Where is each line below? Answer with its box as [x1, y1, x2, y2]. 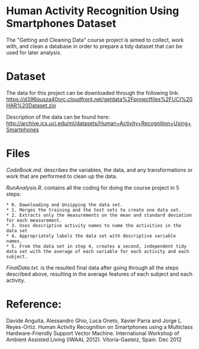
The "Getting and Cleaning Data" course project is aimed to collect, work [6, 36, 184, 43]
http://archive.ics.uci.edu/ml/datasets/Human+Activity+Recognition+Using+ [6, 120, 191, 127]
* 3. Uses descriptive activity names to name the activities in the [6, 222, 182, 229]
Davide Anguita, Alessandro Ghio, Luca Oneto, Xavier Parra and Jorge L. [6, 317, 183, 324]
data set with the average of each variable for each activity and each [6, 248, 190, 254]
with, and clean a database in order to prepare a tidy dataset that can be [6, 43, 182, 50]
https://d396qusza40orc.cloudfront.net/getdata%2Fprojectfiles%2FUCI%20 [6, 95, 193, 103]
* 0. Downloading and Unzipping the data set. [6, 201, 123, 208]
